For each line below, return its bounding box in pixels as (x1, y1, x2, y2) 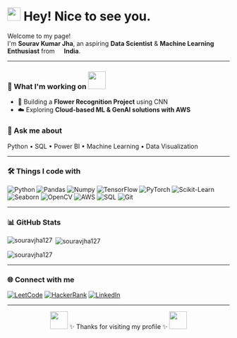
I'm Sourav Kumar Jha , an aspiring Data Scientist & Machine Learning (7, 39, 214, 47)
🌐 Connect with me (7, 274, 75, 284)
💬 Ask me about (7, 126, 62, 135)
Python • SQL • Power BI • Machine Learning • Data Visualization (7, 142, 199, 150)
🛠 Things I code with (7, 167, 81, 176)
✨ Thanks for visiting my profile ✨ (69, 322, 168, 331)
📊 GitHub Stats (7, 217, 61, 227)
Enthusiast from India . (7, 47, 81, 55)
